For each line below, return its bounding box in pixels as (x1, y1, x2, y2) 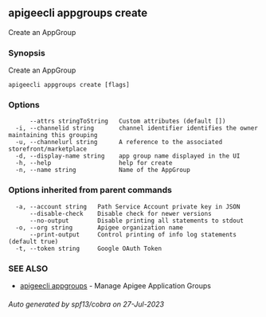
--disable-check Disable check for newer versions (29, 209, 213, 217)
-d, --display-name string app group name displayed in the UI (15, 152, 241, 160)
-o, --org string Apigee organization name (15, 223, 183, 232)
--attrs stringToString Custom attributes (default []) (29, 117, 226, 126)
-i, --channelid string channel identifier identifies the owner (15, 124, 259, 132)
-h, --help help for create (15, 159, 173, 167)
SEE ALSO (8, 263, 49, 274)
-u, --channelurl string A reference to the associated (15, 139, 223, 147)
